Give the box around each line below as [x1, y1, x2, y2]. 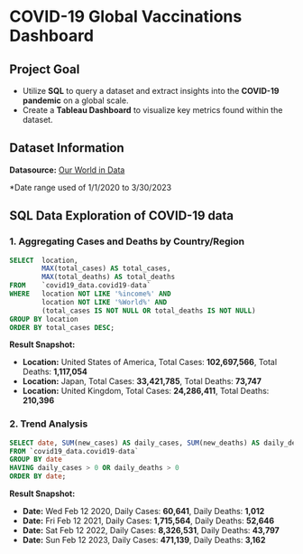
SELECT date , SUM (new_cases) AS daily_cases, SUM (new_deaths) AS [9, 438, 260, 447]
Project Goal [9, 61, 80, 77]
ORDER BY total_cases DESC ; [9, 323, 115, 332]
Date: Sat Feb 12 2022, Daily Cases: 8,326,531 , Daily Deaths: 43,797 [22, 525, 280, 536]
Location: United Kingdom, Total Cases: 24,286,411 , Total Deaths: [22, 386, 270, 397]
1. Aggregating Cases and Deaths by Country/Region [9, 235, 245, 248]
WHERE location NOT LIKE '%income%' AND [9, 289, 171, 298]
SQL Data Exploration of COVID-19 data [9, 208, 234, 223]
